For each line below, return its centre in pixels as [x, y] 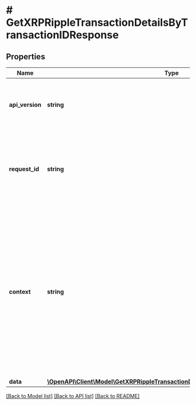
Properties [26, 56]
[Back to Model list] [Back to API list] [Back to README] [73, 396]
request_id [24, 169]
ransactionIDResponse [62, 35]
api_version [25, 105]
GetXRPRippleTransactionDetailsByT [97, 22]
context [20, 292]
